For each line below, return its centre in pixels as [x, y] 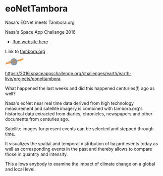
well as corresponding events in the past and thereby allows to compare [79, 149]
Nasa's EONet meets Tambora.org [40, 22]
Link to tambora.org [25, 51]
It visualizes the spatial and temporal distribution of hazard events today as [81, 143]
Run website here [30, 42]
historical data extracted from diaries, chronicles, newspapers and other [79, 114]
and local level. [21, 169]
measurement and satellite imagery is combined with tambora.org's [74, 108]
